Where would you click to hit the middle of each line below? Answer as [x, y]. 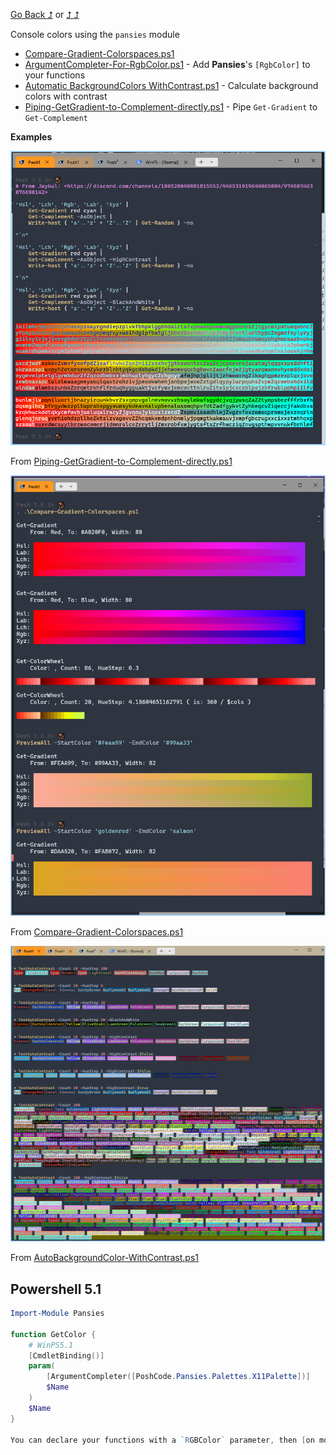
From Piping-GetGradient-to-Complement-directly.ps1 [121, 461]
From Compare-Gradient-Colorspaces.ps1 [97, 931]
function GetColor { [53, 1334]
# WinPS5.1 [51, 1345]
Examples [31, 137]
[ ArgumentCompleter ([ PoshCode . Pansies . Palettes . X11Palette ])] [178, 1377]
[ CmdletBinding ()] [66, 1355]
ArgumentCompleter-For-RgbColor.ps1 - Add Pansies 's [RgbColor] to [167, 64]
